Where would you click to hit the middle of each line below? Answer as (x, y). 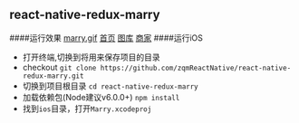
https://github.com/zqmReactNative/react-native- (196, 68)
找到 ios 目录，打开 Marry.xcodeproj (87, 109)
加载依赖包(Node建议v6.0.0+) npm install (101, 97)
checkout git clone (59, 67)
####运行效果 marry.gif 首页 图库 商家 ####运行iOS (106, 38)
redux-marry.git (53, 76)
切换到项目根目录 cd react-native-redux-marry (111, 86)
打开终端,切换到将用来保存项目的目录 (91, 57)
